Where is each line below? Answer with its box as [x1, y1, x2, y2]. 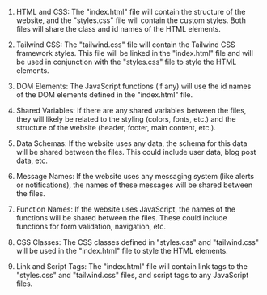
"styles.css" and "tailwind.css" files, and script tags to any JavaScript [15, 271, 249, 280]
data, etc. [15, 156, 49, 165]
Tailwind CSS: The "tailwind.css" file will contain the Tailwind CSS [15, 40, 236, 49]
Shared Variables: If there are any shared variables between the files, [15, 105, 247, 115]
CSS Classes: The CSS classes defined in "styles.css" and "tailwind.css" [15, 237, 260, 246]
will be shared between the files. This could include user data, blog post [15, 147, 256, 156]
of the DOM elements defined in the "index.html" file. [15, 90, 193, 100]
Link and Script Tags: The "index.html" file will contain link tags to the [15, 262, 248, 271]
